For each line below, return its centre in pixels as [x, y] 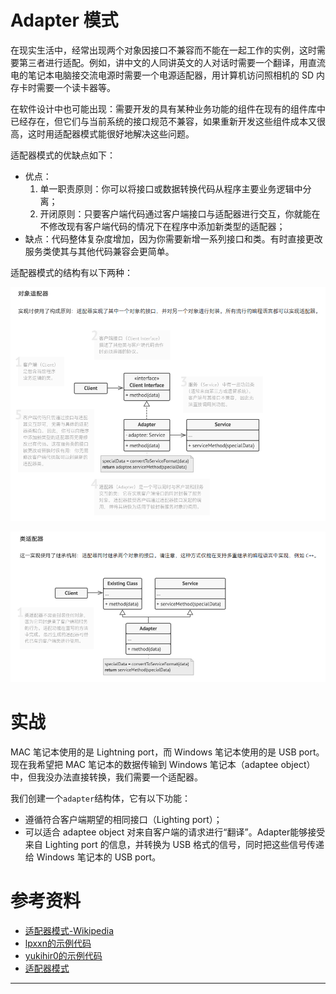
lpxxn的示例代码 [58, 943]
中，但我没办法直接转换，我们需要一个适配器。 [106, 777]
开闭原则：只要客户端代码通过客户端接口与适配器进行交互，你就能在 [180, 213]
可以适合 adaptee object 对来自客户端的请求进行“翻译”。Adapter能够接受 [175, 832]
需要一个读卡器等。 [76, 87]
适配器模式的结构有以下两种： [71, 272]
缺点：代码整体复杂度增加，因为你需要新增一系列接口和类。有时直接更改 [173, 238]
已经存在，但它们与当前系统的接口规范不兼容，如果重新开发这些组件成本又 [163, 121]
